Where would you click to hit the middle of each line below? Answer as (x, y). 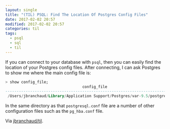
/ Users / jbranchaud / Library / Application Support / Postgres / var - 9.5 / (79, 96)
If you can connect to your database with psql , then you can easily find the (83, 62)
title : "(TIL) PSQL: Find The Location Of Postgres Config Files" (77, 15)
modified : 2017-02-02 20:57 (35, 24)
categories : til (22, 29)
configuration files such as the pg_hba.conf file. (54, 111)
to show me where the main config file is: (48, 73)
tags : (11, 33)
